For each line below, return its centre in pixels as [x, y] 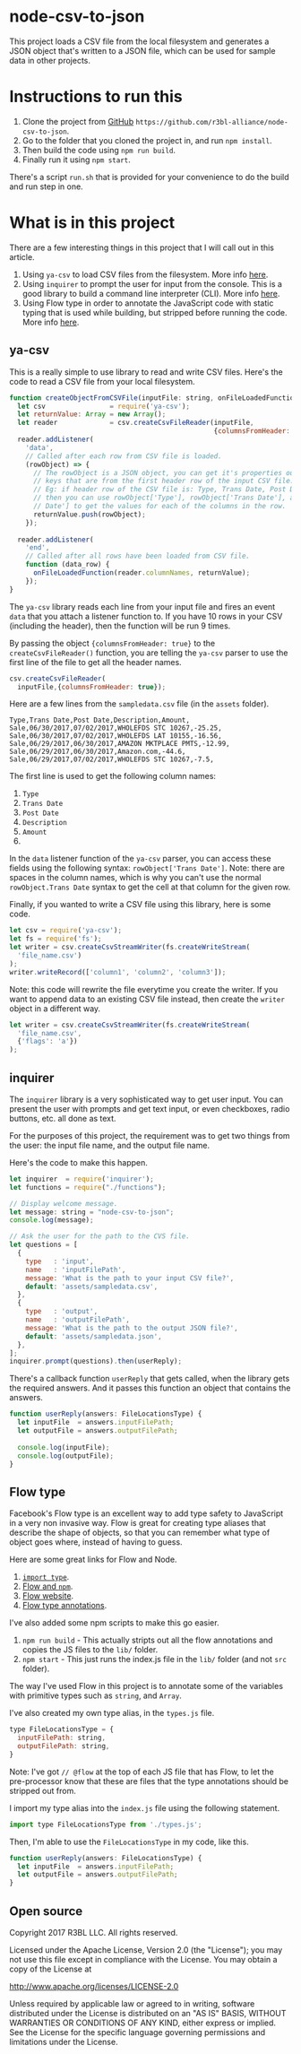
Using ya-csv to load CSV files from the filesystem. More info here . [145, 274]
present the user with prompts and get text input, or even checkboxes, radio [150, 1108]
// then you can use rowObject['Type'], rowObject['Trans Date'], [159, 498]
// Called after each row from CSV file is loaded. [124, 456]
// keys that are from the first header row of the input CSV [151, 481]
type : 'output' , [62, 1312]
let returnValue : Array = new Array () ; [92, 414]
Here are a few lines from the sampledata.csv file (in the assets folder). [139, 704]
